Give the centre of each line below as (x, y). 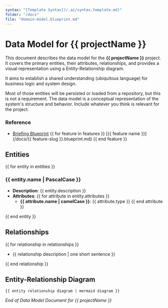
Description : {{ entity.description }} (49, 190)
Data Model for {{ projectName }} (76, 44)
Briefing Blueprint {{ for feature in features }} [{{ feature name (76, 133)
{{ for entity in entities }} (30, 167)
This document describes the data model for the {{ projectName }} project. (83, 58)
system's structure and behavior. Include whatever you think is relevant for (82, 104)
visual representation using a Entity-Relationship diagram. (65, 69)
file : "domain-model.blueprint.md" (42, 19)
